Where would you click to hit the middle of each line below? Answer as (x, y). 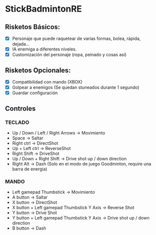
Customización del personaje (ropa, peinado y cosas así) (69, 55)
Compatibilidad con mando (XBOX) (47, 82)
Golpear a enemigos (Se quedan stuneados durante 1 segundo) (76, 87)
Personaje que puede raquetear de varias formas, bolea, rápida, (76, 38)
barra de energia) (30, 169)
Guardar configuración (35, 93)
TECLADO (17, 122)
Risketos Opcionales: (38, 70)
